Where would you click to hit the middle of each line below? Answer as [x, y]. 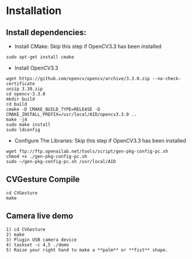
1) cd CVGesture [26, 229]
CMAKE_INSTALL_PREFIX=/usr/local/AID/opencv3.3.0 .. [71, 115]
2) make [15, 234]
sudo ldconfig [23, 130]
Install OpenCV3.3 [36, 68]
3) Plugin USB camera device [41, 240]
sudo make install [28, 125]
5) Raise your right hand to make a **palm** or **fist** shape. [87, 250]
